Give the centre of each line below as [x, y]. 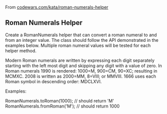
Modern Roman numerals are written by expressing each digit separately [80, 60]
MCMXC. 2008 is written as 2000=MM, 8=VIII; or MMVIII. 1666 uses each [81, 76]
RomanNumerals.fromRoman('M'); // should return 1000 [62, 106]
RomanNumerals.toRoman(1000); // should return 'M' [60, 101]
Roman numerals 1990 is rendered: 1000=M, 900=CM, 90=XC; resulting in [81, 71]
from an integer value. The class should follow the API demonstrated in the [82, 40]
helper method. [21, 51]
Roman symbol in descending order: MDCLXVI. [54, 81]
